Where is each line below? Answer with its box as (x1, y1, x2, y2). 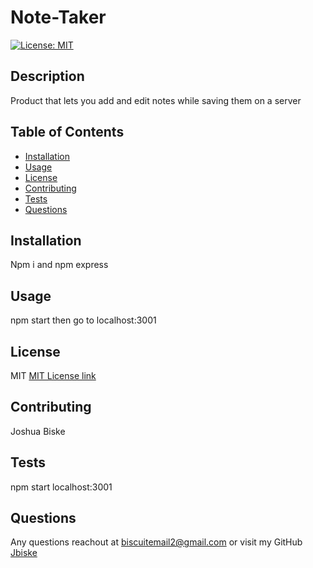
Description (10, 68, 85, 85)
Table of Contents (10, 124, 125, 141)
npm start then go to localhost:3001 (10, 314, 157, 326)
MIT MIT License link (10, 370, 97, 381)
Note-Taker (10, 6, 107, 29)
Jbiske (10, 547, 38, 559)
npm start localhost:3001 (10, 481, 113, 493)
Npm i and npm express (10, 259, 109, 271)
